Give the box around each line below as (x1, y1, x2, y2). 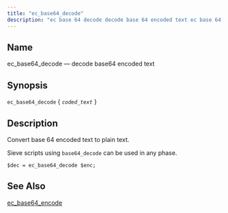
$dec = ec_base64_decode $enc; (7, 162, 96, 169)
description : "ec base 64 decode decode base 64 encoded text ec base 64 (7, 16, 222, 23)
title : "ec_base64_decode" (7, 10, 84, 17)
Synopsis (7, 79, 48, 91)
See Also (7, 180, 46, 192)
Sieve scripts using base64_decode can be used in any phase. (7, 148, 177, 157)
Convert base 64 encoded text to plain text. (7, 135, 130, 143)
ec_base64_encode (7, 199, 63, 207)
